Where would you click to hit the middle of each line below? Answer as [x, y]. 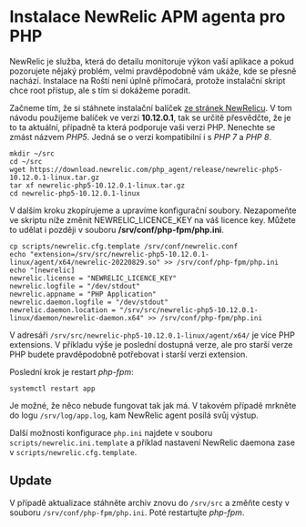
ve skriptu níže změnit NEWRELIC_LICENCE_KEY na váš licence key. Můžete [153, 219]
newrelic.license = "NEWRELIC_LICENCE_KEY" [93, 278]
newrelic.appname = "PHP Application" [83, 294]
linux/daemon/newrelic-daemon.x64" [77, 318]
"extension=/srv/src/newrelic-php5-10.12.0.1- [119, 254]
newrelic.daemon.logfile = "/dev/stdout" [89, 302]
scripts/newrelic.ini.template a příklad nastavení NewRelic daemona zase [153, 442]
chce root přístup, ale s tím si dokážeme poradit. [100, 90]
